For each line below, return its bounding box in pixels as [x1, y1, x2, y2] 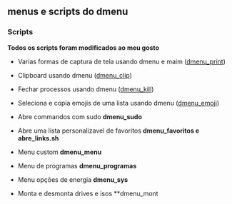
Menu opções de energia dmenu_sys [17, 175, 128, 184]
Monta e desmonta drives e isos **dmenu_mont [17, 189, 158, 198]
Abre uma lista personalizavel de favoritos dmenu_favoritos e [17, 126, 200, 135]
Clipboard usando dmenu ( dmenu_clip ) [17, 71, 132, 79]
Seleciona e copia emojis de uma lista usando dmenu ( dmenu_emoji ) [17, 98, 220, 107]
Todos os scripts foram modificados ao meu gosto [7, 43, 159, 52]
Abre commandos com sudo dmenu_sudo [17, 112, 143, 121]
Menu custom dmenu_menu [17, 148, 102, 156]
